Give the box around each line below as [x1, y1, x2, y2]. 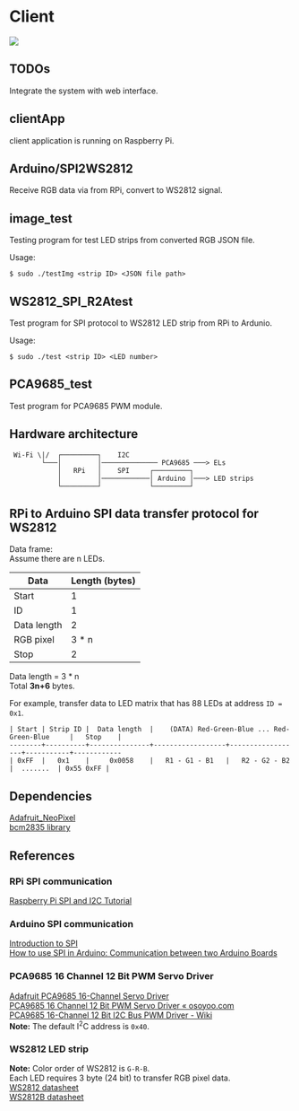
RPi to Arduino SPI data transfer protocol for [9, 506, 260, 521]
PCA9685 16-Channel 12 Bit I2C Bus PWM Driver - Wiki [9, 1010, 213, 1020]
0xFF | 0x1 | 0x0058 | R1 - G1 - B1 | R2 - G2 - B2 [17, 757, 291, 765]
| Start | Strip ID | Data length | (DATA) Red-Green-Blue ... [9, 725, 270, 734]
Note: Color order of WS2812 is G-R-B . [9, 1063, 150, 1074]
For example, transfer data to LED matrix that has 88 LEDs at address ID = [9, 698, 283, 709]
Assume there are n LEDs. [9, 554, 106, 564]
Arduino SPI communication [9, 917, 134, 930]
